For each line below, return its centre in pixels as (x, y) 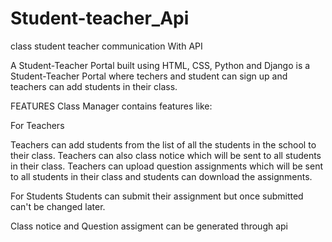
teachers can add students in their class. (94, 86)
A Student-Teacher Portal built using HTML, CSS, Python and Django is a (160, 65)
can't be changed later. (58, 206)
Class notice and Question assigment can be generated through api (149, 226)
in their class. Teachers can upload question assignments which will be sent (167, 166)
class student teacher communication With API (106, 46)
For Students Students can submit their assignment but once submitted (157, 196)
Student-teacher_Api (100, 18)
